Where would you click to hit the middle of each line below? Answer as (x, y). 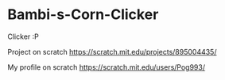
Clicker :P (23, 36)
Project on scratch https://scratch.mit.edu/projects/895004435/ (112, 51)
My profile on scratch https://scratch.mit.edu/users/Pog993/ (107, 67)
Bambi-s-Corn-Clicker (83, 15)
